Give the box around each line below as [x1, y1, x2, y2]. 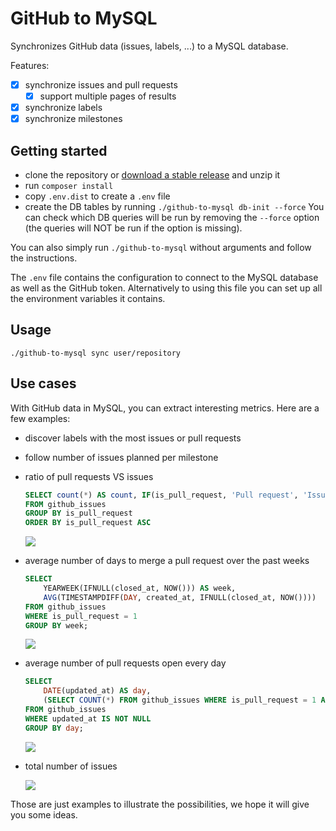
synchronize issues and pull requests [24, 78, 178, 91]
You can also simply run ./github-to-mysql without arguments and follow [10, 242, 312, 253]
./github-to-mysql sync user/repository [10, 348, 182, 358]
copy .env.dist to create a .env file [24, 190, 171, 202]
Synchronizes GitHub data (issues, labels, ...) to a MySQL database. [10, 40, 289, 52]
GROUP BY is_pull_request [24, 508, 133, 519]
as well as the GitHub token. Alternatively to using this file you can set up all [10, 282, 323, 294]
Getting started [10, 142, 108, 159]
